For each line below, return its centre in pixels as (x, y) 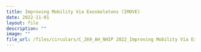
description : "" (26, 28)
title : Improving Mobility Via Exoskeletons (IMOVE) (73, 12)
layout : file (22, 23)
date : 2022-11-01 (28, 17)
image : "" (19, 34)
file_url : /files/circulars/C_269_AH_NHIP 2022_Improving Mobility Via (97, 39)
